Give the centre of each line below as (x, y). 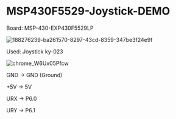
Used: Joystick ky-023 (35, 51)
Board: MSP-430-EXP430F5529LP (50, 28)
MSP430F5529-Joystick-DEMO (88, 11)
